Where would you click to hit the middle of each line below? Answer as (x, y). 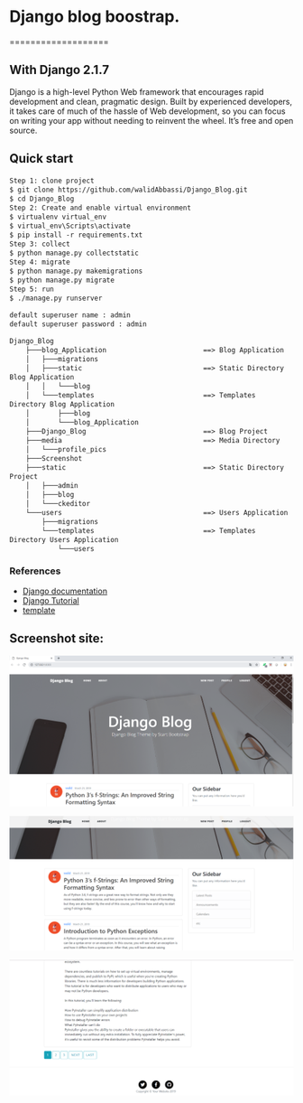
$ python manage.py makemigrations (76, 271)
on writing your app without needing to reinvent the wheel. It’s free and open (151, 120)
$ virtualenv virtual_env (58, 217)
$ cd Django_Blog (42, 199)
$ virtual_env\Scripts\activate (70, 226)
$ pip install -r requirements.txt (76, 235)
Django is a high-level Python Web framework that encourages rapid (137, 91)
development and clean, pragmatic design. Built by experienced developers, (151, 101)
